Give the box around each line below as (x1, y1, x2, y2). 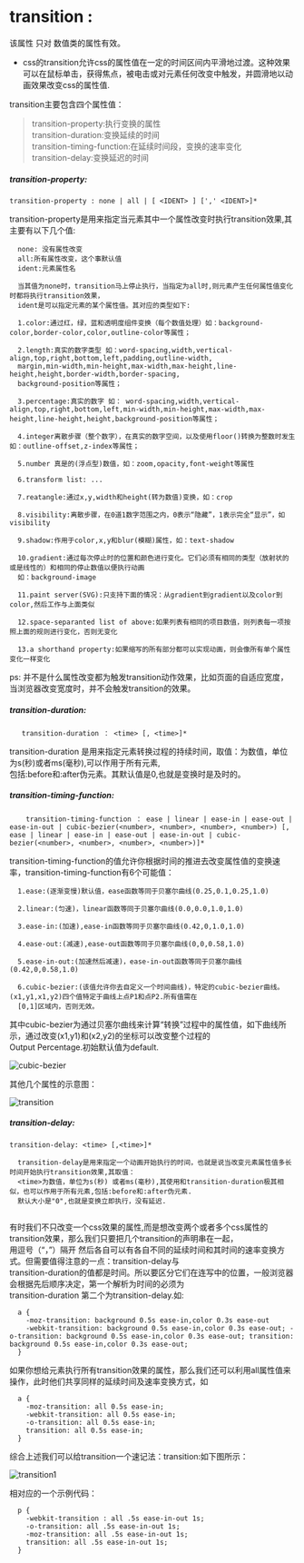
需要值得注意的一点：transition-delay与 (33, 1255, 180, 1266)
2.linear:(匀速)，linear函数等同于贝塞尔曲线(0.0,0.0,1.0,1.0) (17, 904, 244, 914)
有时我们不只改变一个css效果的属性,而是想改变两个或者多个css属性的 (9, 1222, 269, 1232)
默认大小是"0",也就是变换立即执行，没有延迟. (17, 1196, 167, 1205)
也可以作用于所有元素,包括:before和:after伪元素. (22, 1187, 192, 1196)
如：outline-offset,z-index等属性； (9, 441, 140, 450)
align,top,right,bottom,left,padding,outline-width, (9, 353, 213, 362)
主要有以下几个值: (9, 224, 76, 235)
